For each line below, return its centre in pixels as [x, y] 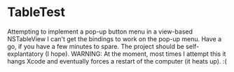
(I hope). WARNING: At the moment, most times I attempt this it [136, 54]
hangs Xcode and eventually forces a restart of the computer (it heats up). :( [117, 61]
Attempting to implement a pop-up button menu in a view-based [100, 31]
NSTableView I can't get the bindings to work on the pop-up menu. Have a [115, 38]
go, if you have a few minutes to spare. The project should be [96, 46]
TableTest [36, 12]
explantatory [26, 54]
